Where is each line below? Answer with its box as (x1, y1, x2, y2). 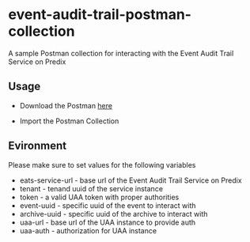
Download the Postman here (19, 100, 113, 110)
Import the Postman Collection (19, 116, 119, 126)
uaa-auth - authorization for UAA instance (19, 225, 157, 235)
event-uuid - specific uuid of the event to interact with (19, 200, 196, 210)
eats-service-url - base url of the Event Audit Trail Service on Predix (19, 176, 243, 185)
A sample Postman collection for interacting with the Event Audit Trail (8, 48, 234, 58)
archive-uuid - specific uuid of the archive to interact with (19, 209, 208, 218)
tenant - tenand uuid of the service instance (19, 183, 164, 193)
